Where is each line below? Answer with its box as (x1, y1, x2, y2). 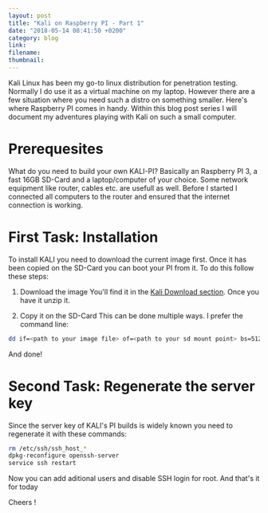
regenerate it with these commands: (8, 428, 128, 439)
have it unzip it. (19, 295, 70, 305)
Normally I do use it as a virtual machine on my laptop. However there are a (8, 86, 255, 96)
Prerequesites (8, 140, 104, 158)
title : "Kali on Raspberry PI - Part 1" (8, 19, 145, 27)
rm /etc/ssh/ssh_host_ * (8, 444, 88, 452)
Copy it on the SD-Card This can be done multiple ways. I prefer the (19, 310, 243, 320)
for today (8, 482, 38, 491)
